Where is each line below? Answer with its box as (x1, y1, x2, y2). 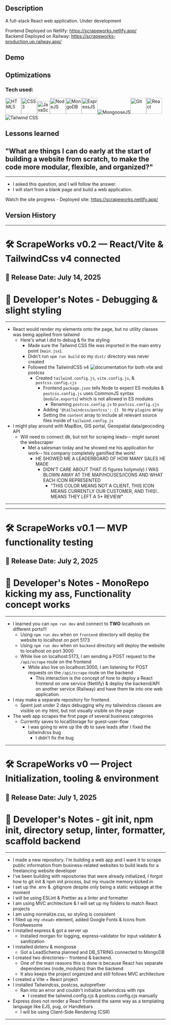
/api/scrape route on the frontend (20, 658, 92, 665)
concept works (5, 599, 70, 610)
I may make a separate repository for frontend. (12, 696, 111, 702)
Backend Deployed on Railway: (5, 33, 70, 39)
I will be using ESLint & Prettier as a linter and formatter (12, 895, 128, 901)
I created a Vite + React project (12, 976, 78, 983)
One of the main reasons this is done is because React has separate (20, 960, 163, 966)
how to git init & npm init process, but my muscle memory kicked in (12, 879, 154, 885)
